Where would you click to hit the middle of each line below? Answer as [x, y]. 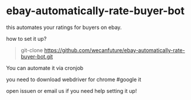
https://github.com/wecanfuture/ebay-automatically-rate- [114, 50]
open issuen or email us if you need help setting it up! [72, 91]
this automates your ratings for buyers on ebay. [64, 27]
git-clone [32, 50]
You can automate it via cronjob [45, 68]
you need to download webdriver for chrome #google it [74, 79]
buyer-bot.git [37, 56]
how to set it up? [26, 38]
